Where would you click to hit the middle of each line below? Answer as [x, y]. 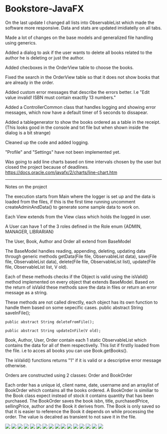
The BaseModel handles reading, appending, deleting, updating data [75, 251]
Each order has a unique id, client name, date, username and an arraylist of [82, 385]
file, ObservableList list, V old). [37, 267]
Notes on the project [26, 187]
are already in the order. [30, 82]
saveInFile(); [18, 313]
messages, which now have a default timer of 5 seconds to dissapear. [77, 112]
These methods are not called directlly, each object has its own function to [82, 302]
